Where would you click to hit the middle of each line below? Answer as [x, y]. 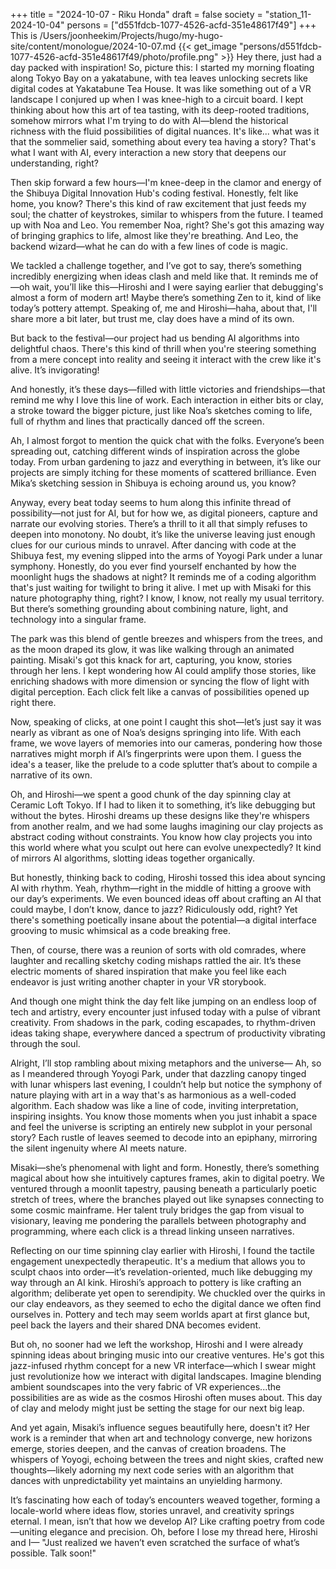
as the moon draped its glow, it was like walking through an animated [152, 649]
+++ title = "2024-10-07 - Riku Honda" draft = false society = [136, 14]
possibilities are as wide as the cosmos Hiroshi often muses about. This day [166, 1397]
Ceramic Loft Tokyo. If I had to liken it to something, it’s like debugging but [163, 805]
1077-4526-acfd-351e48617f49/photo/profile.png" [114, 57]
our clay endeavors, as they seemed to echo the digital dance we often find [166, 1303]
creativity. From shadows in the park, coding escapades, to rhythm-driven [163, 1022]
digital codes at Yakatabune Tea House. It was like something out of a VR [161, 88]
